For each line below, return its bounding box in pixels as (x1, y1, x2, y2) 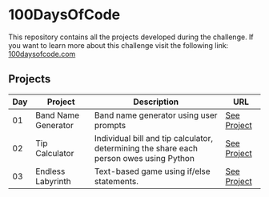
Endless (35, 166, 66, 177)
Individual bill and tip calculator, (94, 132, 214, 143)
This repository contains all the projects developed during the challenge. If (8, 32, 254, 42)
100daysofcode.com (8, 49, 76, 58)
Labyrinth (35, 175, 71, 187)
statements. (94, 175, 139, 187)
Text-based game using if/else (94, 166, 211, 177)
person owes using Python (94, 152, 195, 163)
